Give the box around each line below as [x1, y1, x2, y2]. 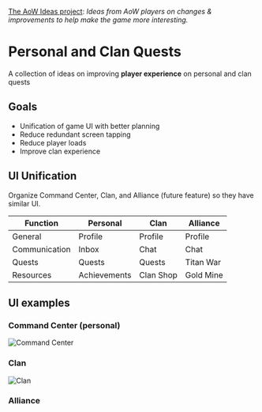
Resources [12, 269, 52, 280]
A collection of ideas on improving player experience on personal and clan [8, 69, 253, 78]
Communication [12, 244, 71, 255]
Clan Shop [139, 269, 178, 280]
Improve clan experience [19, 146, 101, 156]
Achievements [78, 269, 132, 280]
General [12, 231, 42, 242]
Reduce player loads [19, 138, 87, 147]
